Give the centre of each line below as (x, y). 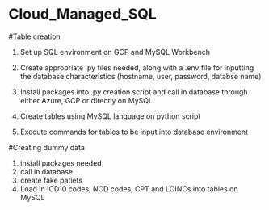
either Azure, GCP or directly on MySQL (86, 100)
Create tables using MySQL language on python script (110, 116)
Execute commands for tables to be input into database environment (134, 132)
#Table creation (34, 36)
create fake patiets (51, 180)
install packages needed (61, 163)
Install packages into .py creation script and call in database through (134, 92)
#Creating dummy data (46, 147)
